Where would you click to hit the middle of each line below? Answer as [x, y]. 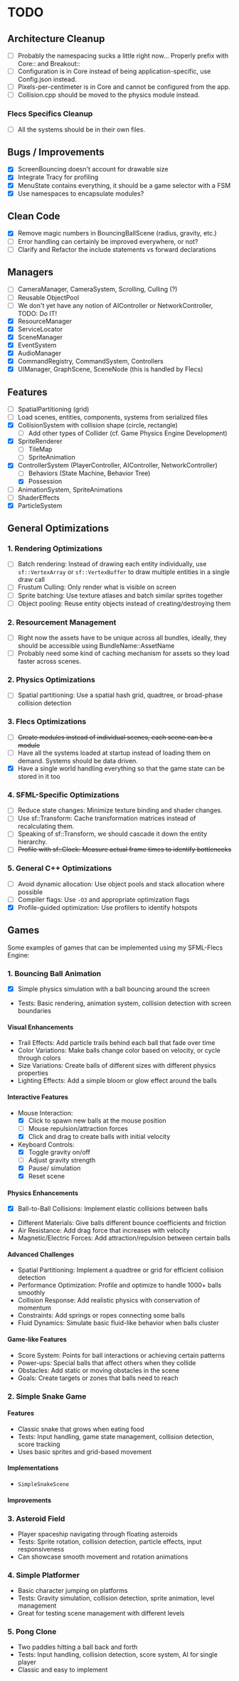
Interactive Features [38, 1097]
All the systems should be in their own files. [81, 129]
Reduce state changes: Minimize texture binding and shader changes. [120, 810]
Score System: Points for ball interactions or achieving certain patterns [121, 1355]
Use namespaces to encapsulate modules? [81, 193]
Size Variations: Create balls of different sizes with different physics [117, 1066]
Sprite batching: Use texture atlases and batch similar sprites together [120, 595]
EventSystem [37, 345]
